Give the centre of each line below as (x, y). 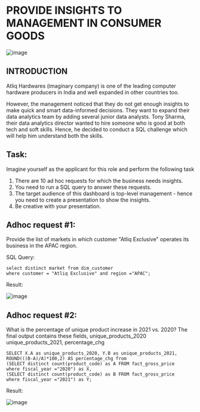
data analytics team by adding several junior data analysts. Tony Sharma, (96, 116)
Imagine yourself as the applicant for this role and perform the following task (100, 169)
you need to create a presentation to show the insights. (83, 200)
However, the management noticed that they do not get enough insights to (98, 104)
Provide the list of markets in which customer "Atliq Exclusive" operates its (98, 239)
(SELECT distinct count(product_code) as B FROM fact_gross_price (90, 375)
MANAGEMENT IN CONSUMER (84, 23)
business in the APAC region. (42, 246)
